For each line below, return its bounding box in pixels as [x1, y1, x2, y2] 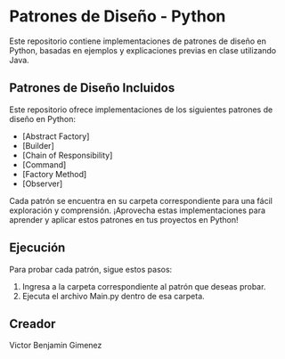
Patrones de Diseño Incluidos [9, 80, 175, 95]
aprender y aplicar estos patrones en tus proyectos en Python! [9, 214, 239, 224]
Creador [9, 316, 56, 331]
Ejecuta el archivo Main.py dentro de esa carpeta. [21, 290, 205, 301]
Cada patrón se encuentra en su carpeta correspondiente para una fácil [9, 195, 273, 206]
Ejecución [9, 241, 66, 256]
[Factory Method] [21, 168, 87, 179]
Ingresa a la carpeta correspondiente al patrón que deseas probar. [21, 281, 266, 291]
